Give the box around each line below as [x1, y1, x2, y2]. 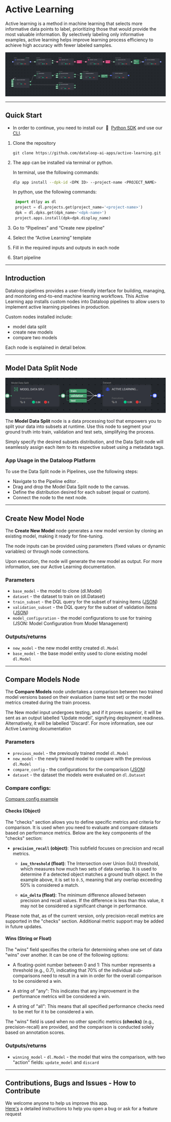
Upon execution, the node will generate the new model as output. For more [5, 558, 162, 564]
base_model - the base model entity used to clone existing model [12, 650, 148, 656]
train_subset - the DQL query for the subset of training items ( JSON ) [12, 599, 158, 605]
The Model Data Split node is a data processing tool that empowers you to [5, 418, 162, 424]
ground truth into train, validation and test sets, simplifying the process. [5, 428, 155, 435]
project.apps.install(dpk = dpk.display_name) [15, 216, 111, 221]
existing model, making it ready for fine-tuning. [5, 533, 104, 539]
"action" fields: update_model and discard [12, 1059, 99, 1065]
